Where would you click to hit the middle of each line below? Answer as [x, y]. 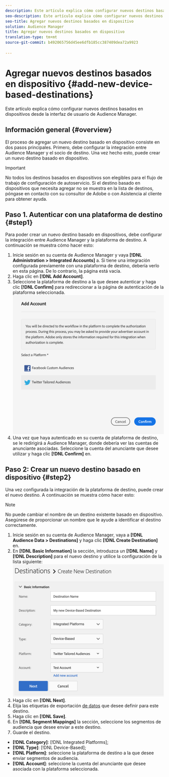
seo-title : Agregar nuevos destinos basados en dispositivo [70, 21]
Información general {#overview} [59, 130]
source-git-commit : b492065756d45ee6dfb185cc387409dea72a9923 [72, 43]
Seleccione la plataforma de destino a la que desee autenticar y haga [84, 282]
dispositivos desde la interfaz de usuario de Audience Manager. [71, 114]
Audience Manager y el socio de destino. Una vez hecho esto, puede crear [83, 152]
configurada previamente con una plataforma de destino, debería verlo [86, 266]
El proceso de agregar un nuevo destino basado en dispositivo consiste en [82, 142]
